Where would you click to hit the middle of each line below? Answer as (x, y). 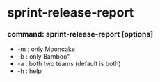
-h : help (29, 71)
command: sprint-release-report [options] (80, 34)
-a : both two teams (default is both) (69, 64)
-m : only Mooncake (46, 49)
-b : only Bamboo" (43, 57)
